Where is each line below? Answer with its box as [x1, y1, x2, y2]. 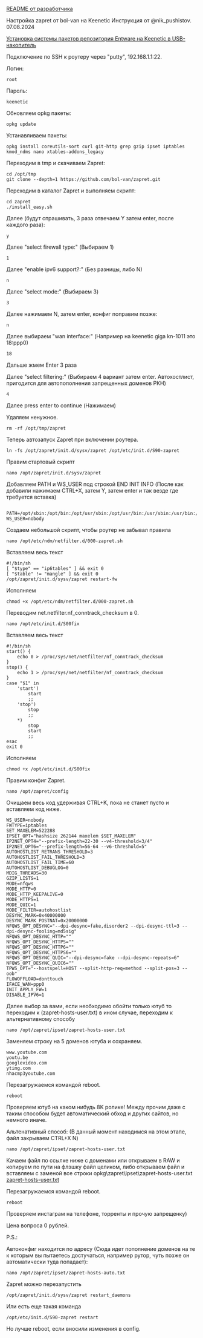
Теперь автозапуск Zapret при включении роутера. [6, 436, 139, 443]
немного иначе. [6, 1117, 47, 1123]
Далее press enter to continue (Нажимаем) [6, 402, 117, 409]
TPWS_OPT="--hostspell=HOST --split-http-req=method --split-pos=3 [6, 965, 180, 971]
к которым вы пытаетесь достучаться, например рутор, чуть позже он [6, 1252, 190, 1259]
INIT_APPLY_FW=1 [6, 986, 47, 992]
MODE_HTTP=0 [6, 886, 36, 892]
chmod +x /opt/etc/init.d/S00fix [6, 766, 91, 772]
